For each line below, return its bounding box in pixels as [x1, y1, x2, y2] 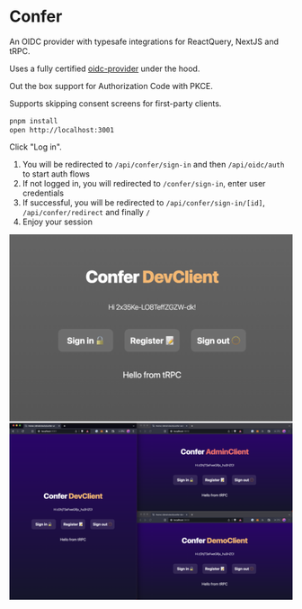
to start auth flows [22, 168, 90, 179]
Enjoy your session [22, 216, 93, 227]
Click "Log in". [9, 141, 63, 152]
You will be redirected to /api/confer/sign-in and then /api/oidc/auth [22, 159, 285, 169]
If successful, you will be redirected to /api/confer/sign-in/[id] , [22, 196, 265, 208]
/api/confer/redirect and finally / [22, 206, 151, 217]
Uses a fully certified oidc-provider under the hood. [9, 63, 200, 74]
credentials [22, 187, 65, 198]
